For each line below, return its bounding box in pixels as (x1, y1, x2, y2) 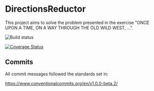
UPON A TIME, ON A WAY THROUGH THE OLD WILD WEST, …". (5, 24, 134, 30)
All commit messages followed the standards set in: (5, 71, 109, 77)
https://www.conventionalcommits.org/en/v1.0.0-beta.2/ (5, 80, 118, 86)
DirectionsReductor (5, 3, 86, 15)
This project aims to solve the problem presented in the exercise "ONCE (5, 20, 150, 25)
